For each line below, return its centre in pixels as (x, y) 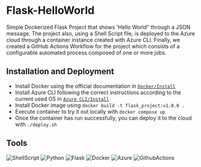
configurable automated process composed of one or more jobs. (86, 52)
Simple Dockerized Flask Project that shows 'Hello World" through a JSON (98, 27)
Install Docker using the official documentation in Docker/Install (95, 86)
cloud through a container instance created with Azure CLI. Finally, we (93, 40)
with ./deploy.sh (36, 124)
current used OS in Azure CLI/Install (62, 99)
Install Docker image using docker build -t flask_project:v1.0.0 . (100, 105)
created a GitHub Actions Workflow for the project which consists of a (93, 46)
